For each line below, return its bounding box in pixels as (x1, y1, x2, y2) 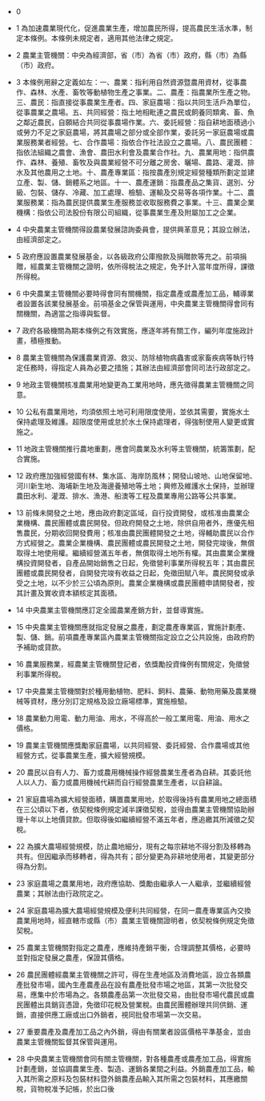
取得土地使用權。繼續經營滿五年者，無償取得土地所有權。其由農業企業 (15, 548, 248, 558)
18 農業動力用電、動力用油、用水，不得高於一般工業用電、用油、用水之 (15, 713, 251, 723)
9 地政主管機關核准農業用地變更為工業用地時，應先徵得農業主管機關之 (15, 380, 247, 389)
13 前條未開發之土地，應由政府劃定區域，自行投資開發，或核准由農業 (15, 508, 243, 518)
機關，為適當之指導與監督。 (22, 309, 114, 318)
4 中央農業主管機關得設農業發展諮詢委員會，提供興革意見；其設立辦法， (15, 224, 255, 234)
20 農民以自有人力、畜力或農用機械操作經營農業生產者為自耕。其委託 (15, 768, 245, 776)
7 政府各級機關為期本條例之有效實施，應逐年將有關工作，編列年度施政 (15, 326, 247, 335)
